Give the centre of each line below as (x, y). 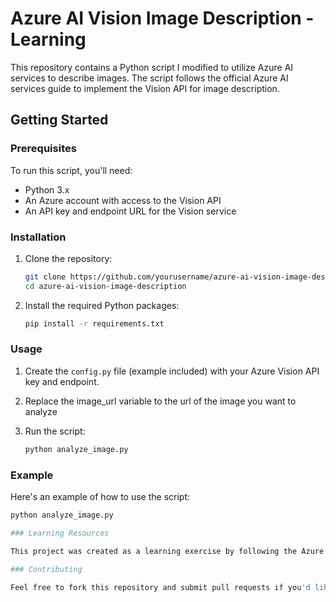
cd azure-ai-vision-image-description (105, 286)
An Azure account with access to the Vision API (123, 200)
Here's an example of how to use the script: (100, 497)
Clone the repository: (68, 258)
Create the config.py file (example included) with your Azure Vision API (172, 371)
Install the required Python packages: (102, 305)
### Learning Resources (60, 533)
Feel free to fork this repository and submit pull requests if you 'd (160, 587)
